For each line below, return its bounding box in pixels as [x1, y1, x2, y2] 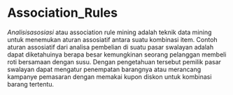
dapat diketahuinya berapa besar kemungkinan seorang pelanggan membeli [7, 50, 227, 59]
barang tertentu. [7, 80, 55, 88]
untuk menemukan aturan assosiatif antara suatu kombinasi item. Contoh [7, 35, 218, 43]
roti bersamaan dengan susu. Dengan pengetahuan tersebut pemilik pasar [7, 57, 222, 66]
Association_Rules [7, 5, 118, 21]
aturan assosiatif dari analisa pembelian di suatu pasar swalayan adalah [7, 43, 214, 51]
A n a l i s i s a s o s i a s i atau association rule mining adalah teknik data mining [7, 28, 212, 36]
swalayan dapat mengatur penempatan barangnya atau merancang [7, 65, 202, 73]
